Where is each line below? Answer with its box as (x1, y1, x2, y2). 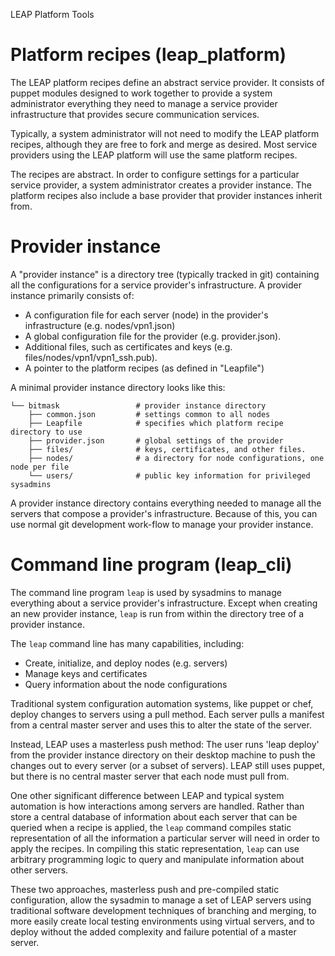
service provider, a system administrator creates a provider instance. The (10, 179, 312, 191)
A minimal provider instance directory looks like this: (10, 381, 226, 393)
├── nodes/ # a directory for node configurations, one (28, 453, 325, 463)
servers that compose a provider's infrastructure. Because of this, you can (10, 507, 318, 519)
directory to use (10, 427, 83, 437)
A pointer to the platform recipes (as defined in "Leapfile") (24, 362, 265, 374)
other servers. (10, 864, 69, 876)
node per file (10, 462, 70, 472)
